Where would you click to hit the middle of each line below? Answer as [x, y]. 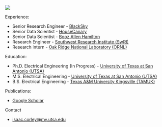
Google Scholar [28, 100]
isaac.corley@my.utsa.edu [39, 119]
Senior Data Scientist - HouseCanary [49, 32]
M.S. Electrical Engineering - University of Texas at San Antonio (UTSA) [84, 76]
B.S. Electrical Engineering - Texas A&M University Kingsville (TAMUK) [83, 82]
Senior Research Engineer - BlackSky [50, 26]
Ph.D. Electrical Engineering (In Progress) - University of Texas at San [82, 66]
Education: [16, 56]
